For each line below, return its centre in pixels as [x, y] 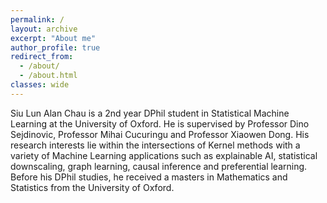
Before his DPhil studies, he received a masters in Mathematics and [149, 177]
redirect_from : [42, 57]
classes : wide [40, 85]
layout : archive [44, 29]
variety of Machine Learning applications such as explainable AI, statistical [164, 155]
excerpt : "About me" [53, 38]
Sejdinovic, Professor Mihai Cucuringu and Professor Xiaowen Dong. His [160, 134]
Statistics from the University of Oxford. [92, 187]
